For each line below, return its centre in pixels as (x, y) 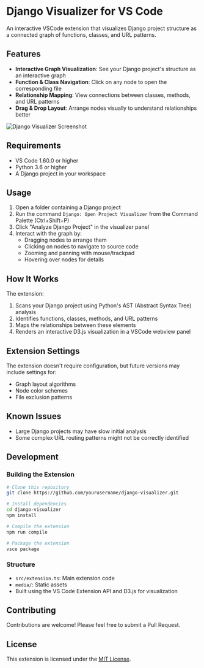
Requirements (34, 146)
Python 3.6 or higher (41, 167)
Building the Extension (41, 475)
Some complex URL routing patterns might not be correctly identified (102, 437)
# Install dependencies (37, 504)
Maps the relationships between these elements (75, 325)
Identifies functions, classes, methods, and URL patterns (86, 319)
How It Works (33, 279)
